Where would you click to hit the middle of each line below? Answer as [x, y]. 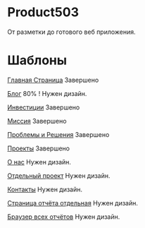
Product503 [43, 12]
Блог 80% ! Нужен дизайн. [47, 93]
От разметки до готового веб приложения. [71, 32]
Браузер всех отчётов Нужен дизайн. [64, 217]
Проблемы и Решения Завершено [58, 134]
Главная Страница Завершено [53, 80]
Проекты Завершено [39, 148]
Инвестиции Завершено [44, 107]
